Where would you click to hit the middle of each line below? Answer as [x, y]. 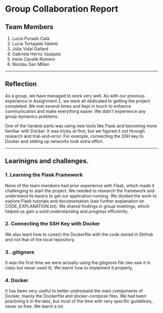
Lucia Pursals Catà [31, 38]
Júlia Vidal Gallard [30, 49]
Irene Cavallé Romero [33, 59]
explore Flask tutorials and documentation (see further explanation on [75, 201]
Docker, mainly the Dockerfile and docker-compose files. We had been [76, 296]
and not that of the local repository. [40, 239]
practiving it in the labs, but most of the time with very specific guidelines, [79, 301]
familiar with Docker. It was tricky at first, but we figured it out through [75, 131]
